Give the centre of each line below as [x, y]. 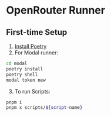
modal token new [26, 80]
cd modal [17, 63]
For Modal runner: [36, 53]
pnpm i [14, 102]
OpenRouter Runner [56, 10]
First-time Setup [37, 32]
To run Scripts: [33, 91]
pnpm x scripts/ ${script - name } [44, 108]
